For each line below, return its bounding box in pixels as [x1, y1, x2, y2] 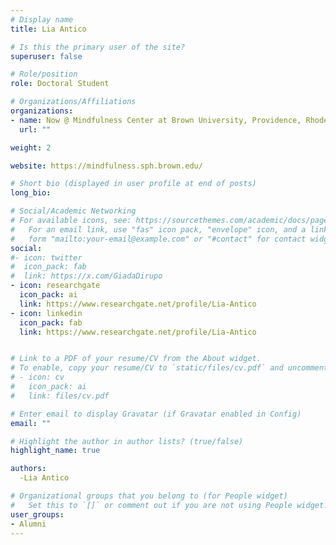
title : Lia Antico [10, 24, 87, 34]
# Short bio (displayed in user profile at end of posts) [10, 179, 257, 189]
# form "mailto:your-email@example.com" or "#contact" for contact [10, 234, 307, 244]
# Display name [10, 14, 74, 25]
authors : [10, 464, 47, 474]
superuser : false [10, 51, 83, 61]
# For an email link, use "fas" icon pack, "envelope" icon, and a [10, 224, 307, 235]
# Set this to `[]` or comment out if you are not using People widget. [10, 500, 329, 510]
